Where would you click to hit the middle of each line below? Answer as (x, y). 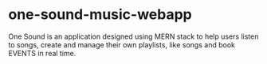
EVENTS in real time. (42, 53)
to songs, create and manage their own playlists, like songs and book (122, 44)
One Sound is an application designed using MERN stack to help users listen (133, 36)
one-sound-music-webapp (100, 15)
